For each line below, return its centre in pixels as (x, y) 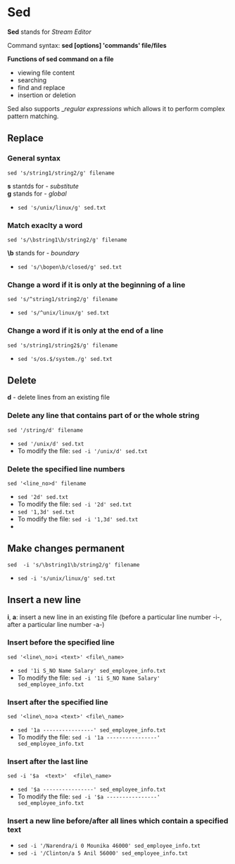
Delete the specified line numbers (66, 469)
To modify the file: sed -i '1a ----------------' (89, 737)
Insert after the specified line (58, 702)
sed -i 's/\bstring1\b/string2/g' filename (74, 565)
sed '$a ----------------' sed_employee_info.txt (92, 790)
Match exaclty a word (45, 225)
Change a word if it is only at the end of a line (85, 331)
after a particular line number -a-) (56, 624)
